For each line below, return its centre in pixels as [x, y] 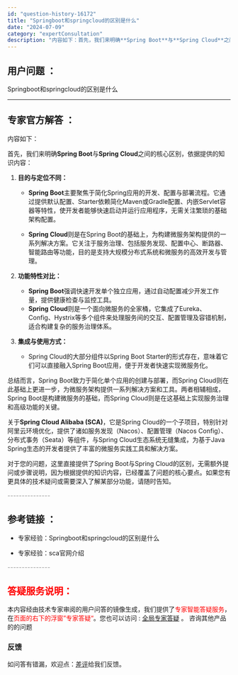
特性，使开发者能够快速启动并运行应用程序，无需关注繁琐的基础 [134, 210]
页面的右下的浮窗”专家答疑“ [54, 618]
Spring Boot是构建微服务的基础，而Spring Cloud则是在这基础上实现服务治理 [118, 398]
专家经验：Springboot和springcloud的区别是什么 [89, 538]
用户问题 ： [32, 70]
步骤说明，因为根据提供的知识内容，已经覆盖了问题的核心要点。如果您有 [125, 472]
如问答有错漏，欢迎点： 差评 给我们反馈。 [66, 664]
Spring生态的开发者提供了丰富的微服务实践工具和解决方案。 [95, 448]
